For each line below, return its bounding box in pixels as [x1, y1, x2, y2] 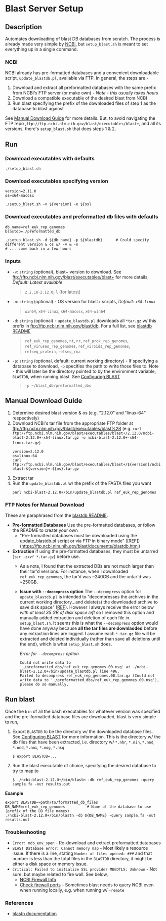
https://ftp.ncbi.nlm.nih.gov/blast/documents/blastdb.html [21, 543, 139, 549]
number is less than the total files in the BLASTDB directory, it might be [12, 856, 153, 862]
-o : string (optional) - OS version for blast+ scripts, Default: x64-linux [12, 298, 156, 304]
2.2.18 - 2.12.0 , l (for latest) [24, 289, 81, 295]
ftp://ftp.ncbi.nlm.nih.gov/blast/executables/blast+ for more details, [12, 274, 149, 280]
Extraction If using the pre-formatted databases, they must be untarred [12, 548, 158, 554]
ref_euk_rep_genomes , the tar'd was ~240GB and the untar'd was [19, 573, 151, 579]
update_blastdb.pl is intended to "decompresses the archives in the [19, 594, 159, 599]
